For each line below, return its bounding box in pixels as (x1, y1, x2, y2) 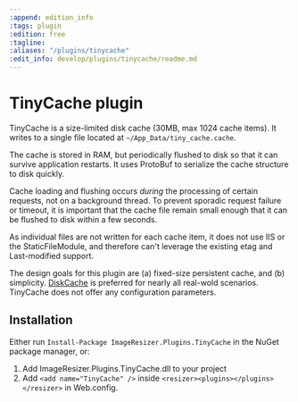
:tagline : (9, 38, 46, 47)
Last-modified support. (9, 250, 95, 261)
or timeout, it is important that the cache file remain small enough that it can (9, 205, 288, 215)
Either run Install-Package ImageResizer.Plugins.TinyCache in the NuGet (9, 336, 279, 347)
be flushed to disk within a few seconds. (9, 214, 158, 224)
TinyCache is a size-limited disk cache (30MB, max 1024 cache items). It (9, 122, 277, 133)
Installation (9, 313, 73, 328)
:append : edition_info (9, 13, 94, 22)
